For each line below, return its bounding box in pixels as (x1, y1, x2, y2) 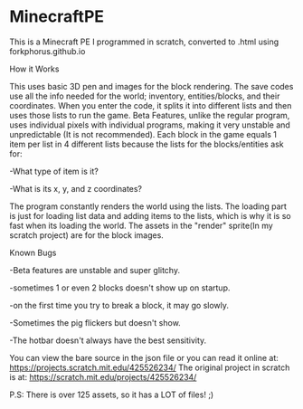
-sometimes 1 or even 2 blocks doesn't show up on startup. (9, 282, 231, 293)
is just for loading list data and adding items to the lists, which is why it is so (9, 210, 291, 221)
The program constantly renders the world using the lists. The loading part (9, 201, 288, 212)
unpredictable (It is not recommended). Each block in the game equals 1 (9, 128, 278, 139)
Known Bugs (9, 247, 57, 258)
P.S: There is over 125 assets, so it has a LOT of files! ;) (9, 389, 214, 400)
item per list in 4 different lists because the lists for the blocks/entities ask (9, 138, 284, 149)
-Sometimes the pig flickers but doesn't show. (9, 317, 181, 328)
